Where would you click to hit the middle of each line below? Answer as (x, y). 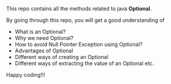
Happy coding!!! (26, 75)
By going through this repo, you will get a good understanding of (85, 20)
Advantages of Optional (44, 51)
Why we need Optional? (44, 38)
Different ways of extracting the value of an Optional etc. (84, 63)
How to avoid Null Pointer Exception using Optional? (79, 44)
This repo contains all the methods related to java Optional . (79, 9)
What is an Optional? (40, 32)
